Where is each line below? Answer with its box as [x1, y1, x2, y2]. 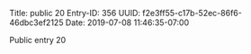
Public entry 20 [9, 35, 67, 45]
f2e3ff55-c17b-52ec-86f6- [142, 8, 243, 18]
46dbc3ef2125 [9, 17, 64, 28]
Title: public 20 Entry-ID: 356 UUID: [9, 8, 141, 18]
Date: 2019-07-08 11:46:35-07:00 [65, 17, 190, 28]
